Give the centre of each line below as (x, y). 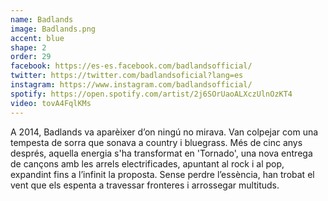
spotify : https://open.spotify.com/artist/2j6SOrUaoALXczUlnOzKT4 (151, 94)
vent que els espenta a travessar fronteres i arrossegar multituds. (145, 185)
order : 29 (31, 57)
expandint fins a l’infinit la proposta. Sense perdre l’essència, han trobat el (162, 174)
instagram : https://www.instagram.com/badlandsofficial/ (131, 85)
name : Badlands (42, 19)
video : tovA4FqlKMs (51, 103)
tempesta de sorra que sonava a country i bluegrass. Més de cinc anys (156, 142)
